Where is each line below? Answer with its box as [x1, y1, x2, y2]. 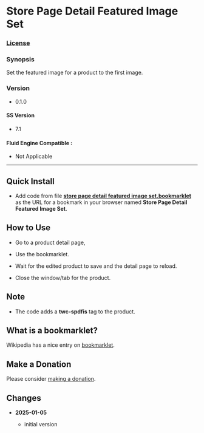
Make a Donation [6, 359, 72, 369]
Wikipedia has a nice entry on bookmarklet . [6, 341, 115, 349]
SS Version [6, 112, 35, 119]
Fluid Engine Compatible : [6, 139, 73, 146]
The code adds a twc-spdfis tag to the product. [15, 308, 135, 315]
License [6, 39, 30, 47]
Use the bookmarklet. [15, 250, 70, 257]
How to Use [6, 223, 51, 233]
